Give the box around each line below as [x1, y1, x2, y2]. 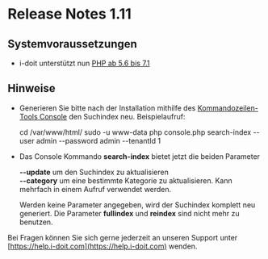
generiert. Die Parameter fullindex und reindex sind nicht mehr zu [19, 208, 240, 218]
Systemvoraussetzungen [7, 37, 138, 51]
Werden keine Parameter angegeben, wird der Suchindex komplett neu [19, 199, 256, 210]
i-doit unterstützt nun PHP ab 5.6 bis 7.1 [19, 58, 150, 68]
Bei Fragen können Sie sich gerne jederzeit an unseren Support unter [7, 232, 238, 242]
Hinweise [7, 81, 56, 95]
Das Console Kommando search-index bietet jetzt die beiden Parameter [19, 151, 260, 161]
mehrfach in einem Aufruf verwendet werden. [19, 184, 172, 194]
